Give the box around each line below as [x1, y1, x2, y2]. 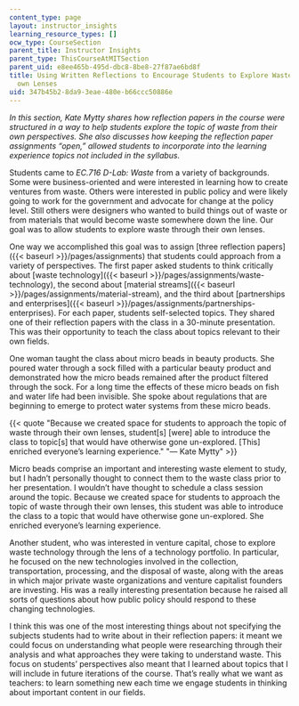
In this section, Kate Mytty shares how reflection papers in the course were [9, 112, 286, 123]
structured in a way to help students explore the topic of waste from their [9, 121, 278, 132]
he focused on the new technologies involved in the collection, [9, 556, 238, 566]
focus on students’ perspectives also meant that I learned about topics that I [9, 658, 289, 669]
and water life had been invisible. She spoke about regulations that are [9, 391, 268, 402]
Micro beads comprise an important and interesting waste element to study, [9, 463, 287, 474]
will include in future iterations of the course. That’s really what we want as [9, 668, 283, 678]
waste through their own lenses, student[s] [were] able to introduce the [9, 426, 271, 437]
